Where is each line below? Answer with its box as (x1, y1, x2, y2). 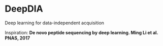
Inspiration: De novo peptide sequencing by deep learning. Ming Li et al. (5, 29, 158, 35)
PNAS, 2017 (5, 35, 30, 41)
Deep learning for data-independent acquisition (5, 20, 105, 26)
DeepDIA (5, 3, 44, 15)
